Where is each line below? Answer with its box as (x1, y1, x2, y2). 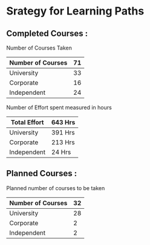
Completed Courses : (6, 28, 88, 39)
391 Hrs (51, 129, 76, 136)
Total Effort (11, 118, 44, 126)
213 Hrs (51, 138, 76, 146)
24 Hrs (51, 148, 71, 156)
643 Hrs (51, 118, 76, 126)
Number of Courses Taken (6, 44, 73, 51)
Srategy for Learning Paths (6, 4, 145, 18)
